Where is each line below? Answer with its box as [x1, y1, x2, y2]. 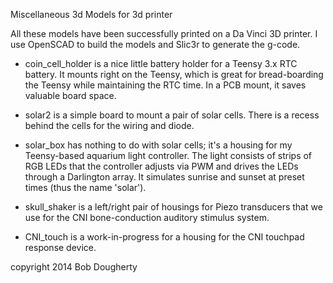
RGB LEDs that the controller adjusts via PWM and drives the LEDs [24, 160, 299, 172]
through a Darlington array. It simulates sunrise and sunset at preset [24, 171, 305, 183]
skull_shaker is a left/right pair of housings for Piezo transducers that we [24, 201, 323, 213]
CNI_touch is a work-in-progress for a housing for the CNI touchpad [24, 231, 305, 243]
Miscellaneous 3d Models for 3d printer [10, 9, 173, 20]
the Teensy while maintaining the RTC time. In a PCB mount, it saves [24, 79, 307, 91]
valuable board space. [24, 90, 117, 101]
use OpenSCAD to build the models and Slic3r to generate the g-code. [10, 39, 301, 50]
